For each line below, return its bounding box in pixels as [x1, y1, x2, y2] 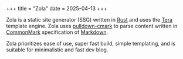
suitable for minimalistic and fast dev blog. [6, 46, 109, 53]
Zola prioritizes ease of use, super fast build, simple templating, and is [6, 40, 176, 47]
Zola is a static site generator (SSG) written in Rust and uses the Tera [6, 16, 173, 23]
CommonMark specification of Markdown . [6, 29, 109, 36]
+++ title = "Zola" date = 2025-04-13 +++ [6, 5, 107, 12]
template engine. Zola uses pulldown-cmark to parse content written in [6, 23, 178, 29]
